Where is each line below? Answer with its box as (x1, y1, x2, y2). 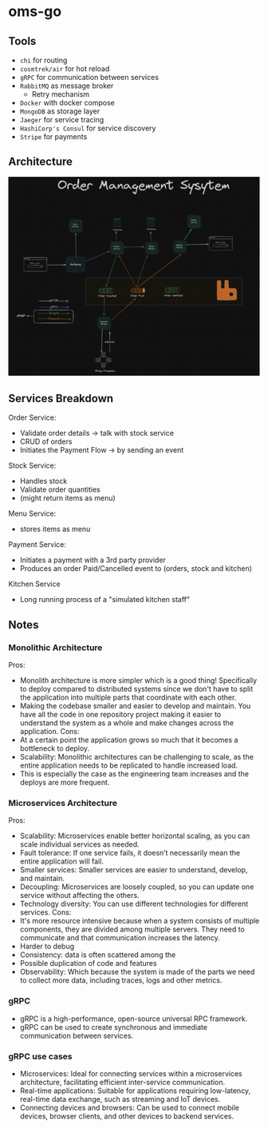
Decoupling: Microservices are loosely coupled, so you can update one (19, 882, 254, 892)
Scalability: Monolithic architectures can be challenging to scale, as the (19, 752, 254, 761)
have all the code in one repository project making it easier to (19, 709, 222, 719)
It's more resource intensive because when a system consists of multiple (19, 916, 260, 926)
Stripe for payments (19, 132, 88, 142)
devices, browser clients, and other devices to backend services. (19, 1111, 235, 1121)
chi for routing (19, 55, 68, 65)
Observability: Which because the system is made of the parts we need (19, 967, 255, 977)
